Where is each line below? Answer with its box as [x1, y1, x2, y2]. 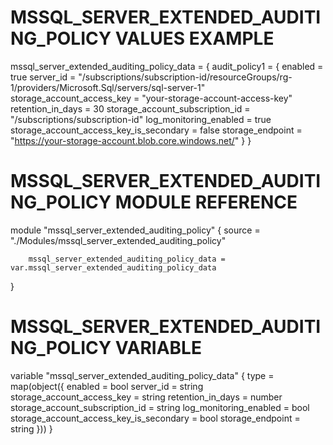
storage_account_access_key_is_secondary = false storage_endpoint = [10, 124, 303, 136]
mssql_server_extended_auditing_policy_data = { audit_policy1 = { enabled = [10, 60, 324, 72]
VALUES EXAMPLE [114, 27, 275, 50]
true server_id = [10, 71, 77, 83]
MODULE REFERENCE [114, 191, 298, 214]
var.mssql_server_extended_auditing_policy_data [10, 262, 217, 273]
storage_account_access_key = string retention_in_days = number [10, 391, 283, 403]
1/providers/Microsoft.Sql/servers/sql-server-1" [10, 81, 206, 93]
